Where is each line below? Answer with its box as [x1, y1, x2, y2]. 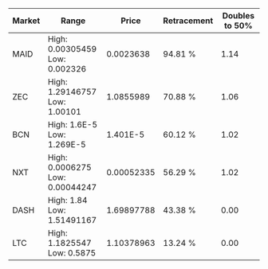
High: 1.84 [47, 195, 88, 205]
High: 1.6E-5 [47, 119, 98, 130]
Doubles [222, 10, 255, 21]
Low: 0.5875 [47, 248, 97, 258]
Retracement [163, 15, 214, 26]
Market [12, 15, 41, 26]
